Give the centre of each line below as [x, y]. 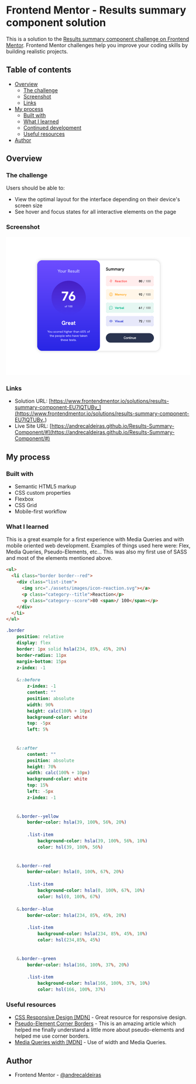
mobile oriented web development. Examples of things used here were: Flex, [98, 546]
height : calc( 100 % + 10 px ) [60, 711]
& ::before [29, 680]
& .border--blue [35, 909]
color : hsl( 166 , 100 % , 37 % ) [72, 990]
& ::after [27, 748]
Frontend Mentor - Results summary [96, 10]
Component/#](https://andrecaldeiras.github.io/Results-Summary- [94, 433]
